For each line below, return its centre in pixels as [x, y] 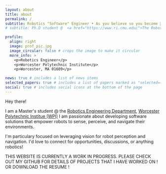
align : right [23, 42]
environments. [20, 127]
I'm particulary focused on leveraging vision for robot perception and [75, 136]
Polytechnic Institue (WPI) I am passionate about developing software [76, 116]
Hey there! [16, 101]
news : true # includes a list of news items [52, 78]
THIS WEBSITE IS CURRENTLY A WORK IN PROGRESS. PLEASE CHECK [78, 156]
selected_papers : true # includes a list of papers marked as [70, 83]
